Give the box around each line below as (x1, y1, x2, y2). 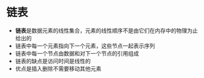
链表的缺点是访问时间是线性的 (15, 57, 91, 65)
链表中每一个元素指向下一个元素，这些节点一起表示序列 (15, 42, 155, 49)
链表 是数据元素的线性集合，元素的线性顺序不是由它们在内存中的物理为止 (15, 27, 198, 34)
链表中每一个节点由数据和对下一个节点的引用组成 (15, 49, 139, 57)
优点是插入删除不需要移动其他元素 (15, 65, 102, 72)
